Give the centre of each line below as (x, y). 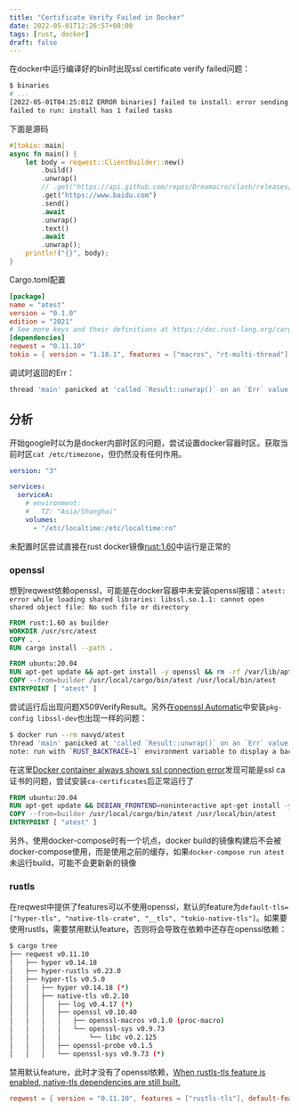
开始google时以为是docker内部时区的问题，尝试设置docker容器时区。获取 (145, 443)
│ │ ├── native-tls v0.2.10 (69, 996)
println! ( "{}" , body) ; (67, 253)
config (21, 718)
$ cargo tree (33, 946)
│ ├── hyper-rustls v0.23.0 (65, 971)
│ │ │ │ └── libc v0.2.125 (83, 1038)
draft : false (33, 42)
